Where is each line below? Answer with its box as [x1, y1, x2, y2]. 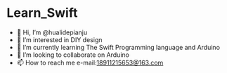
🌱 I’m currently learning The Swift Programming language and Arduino [16, 43, 221, 51]
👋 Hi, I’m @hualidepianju [16, 28, 88, 36]
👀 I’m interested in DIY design [16, 35, 103, 44]
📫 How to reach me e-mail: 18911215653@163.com [16, 58, 164, 67]
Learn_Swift [6, 5, 78, 21]
